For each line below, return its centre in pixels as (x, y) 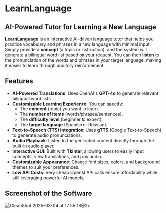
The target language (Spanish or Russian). (64, 124)
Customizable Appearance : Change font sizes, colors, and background (86, 162)
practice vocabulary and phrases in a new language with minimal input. (78, 44)
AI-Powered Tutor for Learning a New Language (81, 27)
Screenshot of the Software (49, 193)
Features (19, 81)
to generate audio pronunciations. (47, 135)
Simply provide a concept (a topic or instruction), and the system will (76, 50)
